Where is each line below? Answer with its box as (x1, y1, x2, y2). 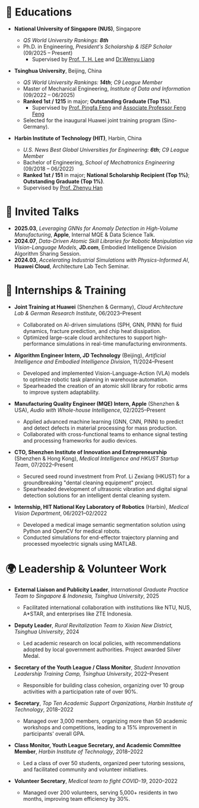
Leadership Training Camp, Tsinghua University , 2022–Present (14, 670, 169, 677)
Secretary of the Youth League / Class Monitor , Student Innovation (14, 664, 181, 671)
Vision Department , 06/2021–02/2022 (14, 509, 108, 517)
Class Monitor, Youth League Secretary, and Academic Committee (14, 741, 182, 748)
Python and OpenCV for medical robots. (23, 527, 121, 534)
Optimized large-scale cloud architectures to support (23, 334, 153, 341)
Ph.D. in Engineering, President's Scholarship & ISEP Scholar (23, 43, 172, 50)
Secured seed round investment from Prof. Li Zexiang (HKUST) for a (23, 473, 190, 480)
